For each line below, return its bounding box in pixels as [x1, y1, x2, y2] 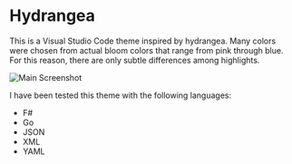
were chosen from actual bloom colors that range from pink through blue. [9, 44, 284, 55]
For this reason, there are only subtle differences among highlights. [9, 54, 260, 65]
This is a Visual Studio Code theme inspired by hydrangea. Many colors [9, 35, 277, 46]
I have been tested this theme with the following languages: [9, 90, 232, 101]
